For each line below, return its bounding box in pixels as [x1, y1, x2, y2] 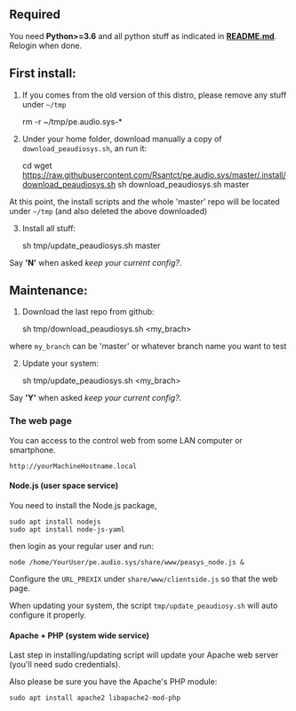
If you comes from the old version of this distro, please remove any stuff [21, 89, 287, 100]
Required [9, 7, 60, 22]
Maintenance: [9, 284, 88, 299]
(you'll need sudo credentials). [9, 659, 121, 670]
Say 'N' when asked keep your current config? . [9, 257, 182, 268]
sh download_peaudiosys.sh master [117, 179, 250, 189]
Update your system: [21, 358, 100, 369]
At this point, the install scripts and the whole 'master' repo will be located [9, 196, 280, 207]
